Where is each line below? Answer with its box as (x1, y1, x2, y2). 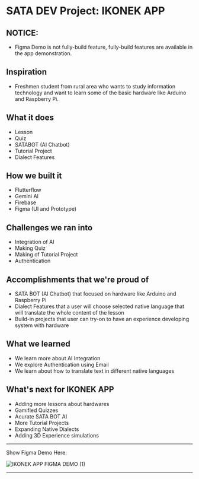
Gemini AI (14, 193, 39, 200)
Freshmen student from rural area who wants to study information (14, 83, 176, 90)
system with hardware (14, 322, 69, 329)
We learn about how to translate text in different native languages (14, 367, 175, 375)
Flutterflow (14, 186, 41, 193)
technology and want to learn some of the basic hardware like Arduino (14, 89, 187, 96)
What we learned (6, 339, 70, 349)
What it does (6, 113, 54, 123)
